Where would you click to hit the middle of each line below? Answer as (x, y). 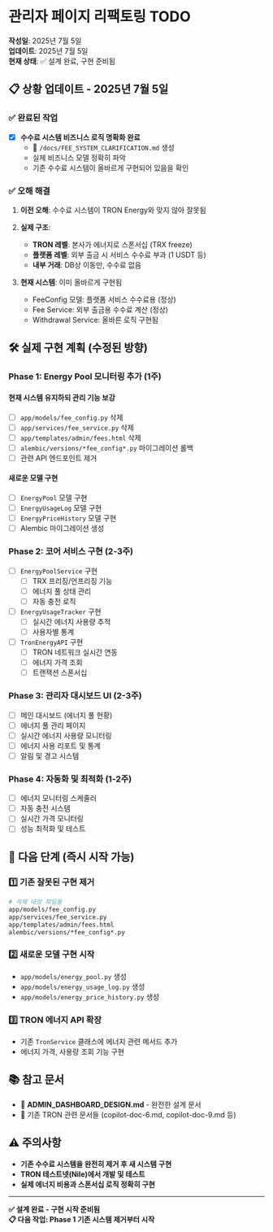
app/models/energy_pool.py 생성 (74, 976)
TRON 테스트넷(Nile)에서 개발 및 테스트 (82, 1174)
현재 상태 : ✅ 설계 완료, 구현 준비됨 (62, 61)
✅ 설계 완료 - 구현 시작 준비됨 (54, 1209)
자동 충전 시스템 (45, 808)
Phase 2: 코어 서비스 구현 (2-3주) (71, 551)
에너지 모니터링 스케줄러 (58, 799)
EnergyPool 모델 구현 (54, 498)
